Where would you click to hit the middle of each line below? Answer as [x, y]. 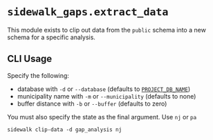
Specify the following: [38, 75]
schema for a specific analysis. [51, 37]
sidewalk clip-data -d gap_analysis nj [65, 130]
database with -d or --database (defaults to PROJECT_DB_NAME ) [104, 89]
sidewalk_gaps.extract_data [88, 12]
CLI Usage [30, 59]
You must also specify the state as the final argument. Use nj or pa [102, 117]
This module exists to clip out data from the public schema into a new [106, 30]
